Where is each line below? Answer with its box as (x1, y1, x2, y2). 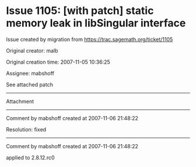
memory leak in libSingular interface (6, 16, 186, 30)
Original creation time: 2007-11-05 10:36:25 (6, 58, 111, 65)
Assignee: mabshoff (6, 69, 54, 76)
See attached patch (6, 81, 54, 88)
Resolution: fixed (6, 126, 47, 133)
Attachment (6, 98, 34, 105)
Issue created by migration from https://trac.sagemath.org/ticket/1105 (6, 36, 173, 43)
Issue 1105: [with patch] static (6, 4, 154, 18)
